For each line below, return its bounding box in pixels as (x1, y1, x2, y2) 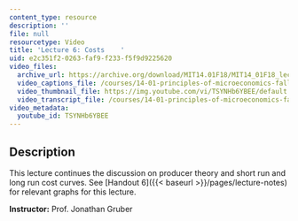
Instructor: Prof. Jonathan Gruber (9, 203, 133, 214)
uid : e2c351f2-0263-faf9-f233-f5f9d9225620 (9, 54, 173, 63)
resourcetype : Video (9, 37, 86, 47)
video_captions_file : (17, 79, 98, 88)
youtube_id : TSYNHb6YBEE (17, 111, 109, 120)
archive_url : (17, 71, 66, 80)
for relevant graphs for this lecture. (9, 187, 137, 197)
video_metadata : (9, 103, 69, 112)
